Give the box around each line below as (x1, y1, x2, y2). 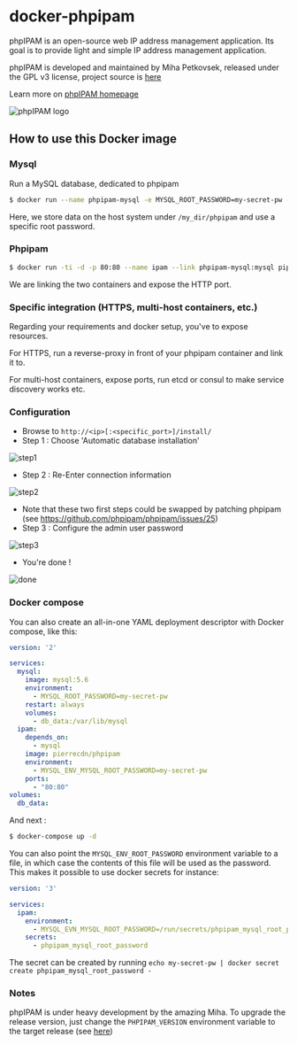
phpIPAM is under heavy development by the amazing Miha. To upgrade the (9, 1007, 286, 1018)
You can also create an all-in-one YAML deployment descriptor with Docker (9, 616, 285, 627)
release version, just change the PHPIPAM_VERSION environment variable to (9, 1017, 276, 1027)
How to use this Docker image (9, 131, 177, 147)
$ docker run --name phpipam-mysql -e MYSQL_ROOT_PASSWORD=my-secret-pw (9, 195, 283, 205)
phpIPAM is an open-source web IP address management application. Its (9, 35, 275, 46)
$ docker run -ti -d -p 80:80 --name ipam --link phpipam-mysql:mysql (9, 263, 275, 272)
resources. (9, 330, 49, 341)
